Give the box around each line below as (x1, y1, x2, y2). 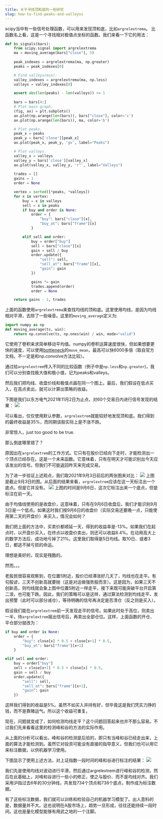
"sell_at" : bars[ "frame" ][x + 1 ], (22, 684, 88, 689)
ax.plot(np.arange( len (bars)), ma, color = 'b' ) (14, 118, 110, 123)
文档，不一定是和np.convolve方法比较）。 (5, 353, 87, 359)
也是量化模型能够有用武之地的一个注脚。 (17, 809, 98, 815)
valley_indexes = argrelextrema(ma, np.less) (14, 77, 108, 82)
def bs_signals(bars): (5, 41, 51, 46)
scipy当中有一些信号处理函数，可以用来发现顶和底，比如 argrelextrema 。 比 (5, 25, 156, 32)
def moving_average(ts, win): (5, 327, 66, 332)
